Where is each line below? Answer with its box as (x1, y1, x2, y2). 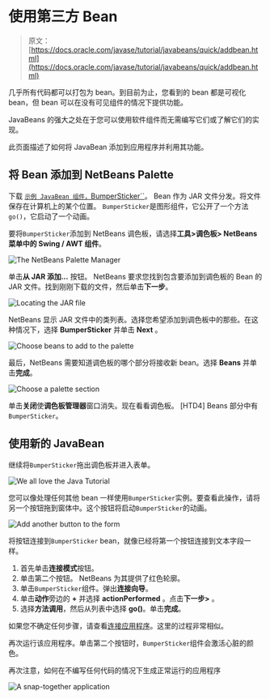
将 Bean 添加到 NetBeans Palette (8, 168, 174, 182)
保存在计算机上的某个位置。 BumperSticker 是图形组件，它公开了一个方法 (8, 201, 249, 211)
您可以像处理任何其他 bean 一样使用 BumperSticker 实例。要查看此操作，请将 (8, 492, 260, 502)
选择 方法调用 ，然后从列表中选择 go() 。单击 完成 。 (19, 603, 186, 613)
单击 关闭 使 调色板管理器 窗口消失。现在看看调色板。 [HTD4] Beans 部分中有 (8, 400, 259, 410)
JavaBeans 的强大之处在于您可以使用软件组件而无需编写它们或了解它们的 (8, 114, 253, 124)
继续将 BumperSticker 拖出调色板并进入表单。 (8, 459, 155, 470)
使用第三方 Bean (8, 7, 118, 26)
